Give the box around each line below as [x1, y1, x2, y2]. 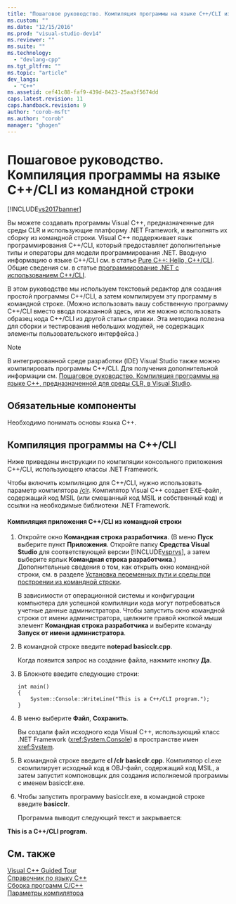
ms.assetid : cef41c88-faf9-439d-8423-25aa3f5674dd [7, 89, 159, 96]
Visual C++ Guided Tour [7, 867, 77, 875]
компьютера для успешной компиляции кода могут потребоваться [17, 599, 221, 608]
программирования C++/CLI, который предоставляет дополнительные [7, 241, 221, 250]
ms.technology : [7, 50, 52, 57]
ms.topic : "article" [7, 69, 68, 76]
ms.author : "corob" [7, 115, 65, 122]
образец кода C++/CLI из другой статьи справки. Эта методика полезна [7, 315, 225, 323]
